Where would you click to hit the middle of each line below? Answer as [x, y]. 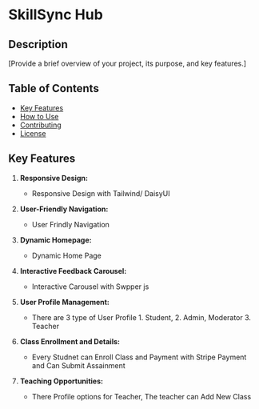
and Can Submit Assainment [78, 365]
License [33, 133]
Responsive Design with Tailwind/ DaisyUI [101, 193]
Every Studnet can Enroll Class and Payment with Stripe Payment [139, 357]
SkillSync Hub [56, 15]
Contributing [40, 125]
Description [38, 44]
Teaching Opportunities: [62, 381]
